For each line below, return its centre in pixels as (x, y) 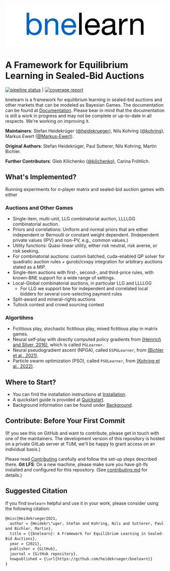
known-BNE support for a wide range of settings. (64, 277)
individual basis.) (23, 449)
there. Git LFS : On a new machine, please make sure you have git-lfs (77, 464)
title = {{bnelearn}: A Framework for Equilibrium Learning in (78, 534)
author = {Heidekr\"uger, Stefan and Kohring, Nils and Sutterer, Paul (87, 524)
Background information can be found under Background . (73, 405)
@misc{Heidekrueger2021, (31, 518)
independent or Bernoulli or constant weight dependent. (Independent (86, 234)
